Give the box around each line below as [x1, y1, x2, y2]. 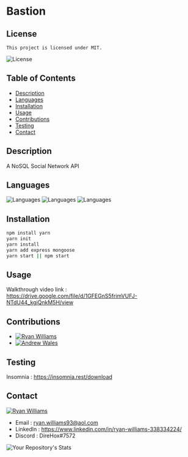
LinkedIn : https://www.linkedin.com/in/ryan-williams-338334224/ [15, 425, 182, 433]
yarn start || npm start [6, 252, 70, 259]
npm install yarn [6, 230, 51, 236]
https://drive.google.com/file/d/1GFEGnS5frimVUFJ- [6, 292, 137, 300]
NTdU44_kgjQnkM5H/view [6, 299, 74, 306]
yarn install [6, 241, 40, 247]
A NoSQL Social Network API [6, 162, 79, 169]
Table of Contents [6, 73, 76, 84]
